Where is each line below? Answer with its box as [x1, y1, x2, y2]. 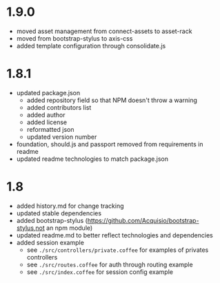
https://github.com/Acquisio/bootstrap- [87, 216, 199, 224]
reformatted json [26, 125, 74, 133]
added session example [16, 238, 84, 246]
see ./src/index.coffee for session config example [26, 267, 174, 276]
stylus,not [16, 224, 46, 232]
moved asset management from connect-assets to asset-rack [16, 27, 192, 35]
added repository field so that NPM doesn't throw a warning [26, 96, 198, 104]
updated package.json [16, 88, 81, 97]
